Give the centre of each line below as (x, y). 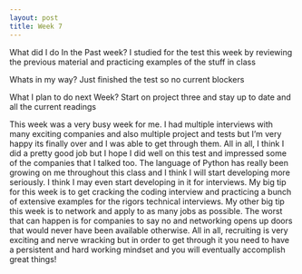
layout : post (34, 18)
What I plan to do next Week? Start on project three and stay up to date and (151, 97)
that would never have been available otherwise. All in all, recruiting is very (149, 230)
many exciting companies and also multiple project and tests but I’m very (146, 133)
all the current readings (53, 106)
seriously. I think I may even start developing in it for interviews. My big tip (148, 181)
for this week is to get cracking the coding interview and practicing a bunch (151, 191)
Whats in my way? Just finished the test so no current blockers (127, 79)
